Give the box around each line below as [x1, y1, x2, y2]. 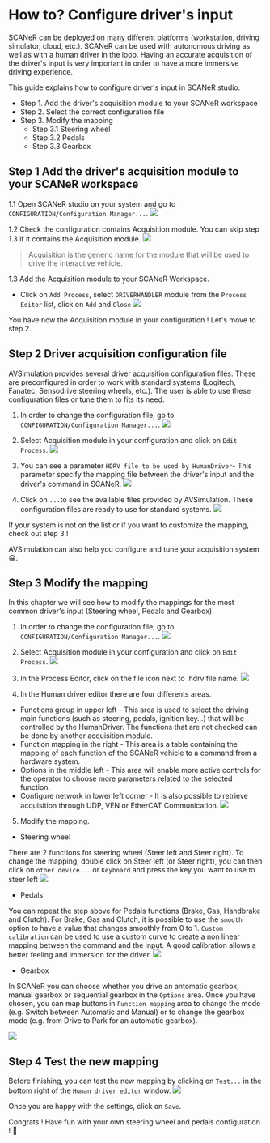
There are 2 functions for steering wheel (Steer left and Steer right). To [8, 848, 244, 858]
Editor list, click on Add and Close [19, 299, 132, 309]
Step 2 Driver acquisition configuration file [8, 347, 228, 361]
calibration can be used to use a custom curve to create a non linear [8, 932, 241, 941]
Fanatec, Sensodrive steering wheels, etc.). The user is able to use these [8, 386, 251, 395]
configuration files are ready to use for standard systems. [19, 504, 212, 514]
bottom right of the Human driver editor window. [8, 1085, 171, 1095]
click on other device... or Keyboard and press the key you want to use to [8, 865, 256, 875]
